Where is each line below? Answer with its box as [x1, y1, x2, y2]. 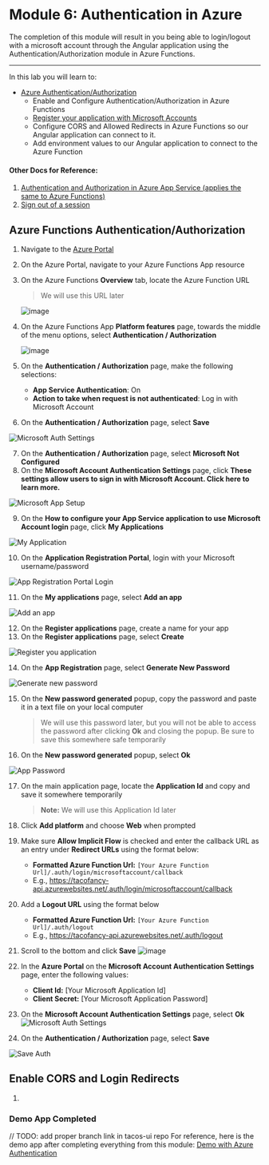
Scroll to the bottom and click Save [20, 945, 136, 956]
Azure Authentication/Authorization [20, 87, 137, 97]
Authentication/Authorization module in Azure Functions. [9, 49, 196, 58]
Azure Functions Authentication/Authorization [9, 223, 246, 237]
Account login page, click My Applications [20, 522, 164, 531]
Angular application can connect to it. [32, 129, 156, 139]
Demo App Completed [9, 1113, 97, 1124]
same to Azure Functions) [20, 192, 106, 201]
